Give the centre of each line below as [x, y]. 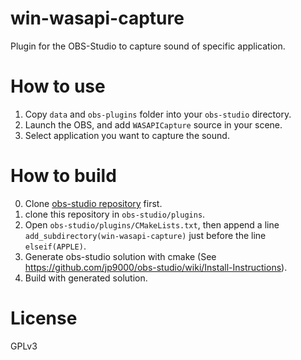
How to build [63, 176]
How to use [58, 86]
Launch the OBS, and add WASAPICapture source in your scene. [153, 124]
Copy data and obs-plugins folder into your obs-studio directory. [158, 114]
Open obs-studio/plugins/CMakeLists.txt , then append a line [152, 224]
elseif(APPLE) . [55, 246]
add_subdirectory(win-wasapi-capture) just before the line [145, 235]
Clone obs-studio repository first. [93, 203]
